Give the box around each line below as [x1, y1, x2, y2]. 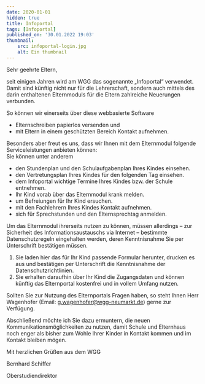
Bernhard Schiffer [6, 360, 52, 367]
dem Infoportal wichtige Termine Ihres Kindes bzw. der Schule [15, 178, 173, 185]
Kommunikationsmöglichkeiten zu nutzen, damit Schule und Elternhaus [6, 323, 186, 331]
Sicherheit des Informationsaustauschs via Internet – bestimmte [6, 229, 168, 236]
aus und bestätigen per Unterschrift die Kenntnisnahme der [15, 260, 166, 267]
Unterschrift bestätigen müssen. [6, 241, 88, 249]
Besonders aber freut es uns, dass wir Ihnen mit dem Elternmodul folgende [6, 139, 196, 147]
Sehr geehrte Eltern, [6, 66, 58, 73]
